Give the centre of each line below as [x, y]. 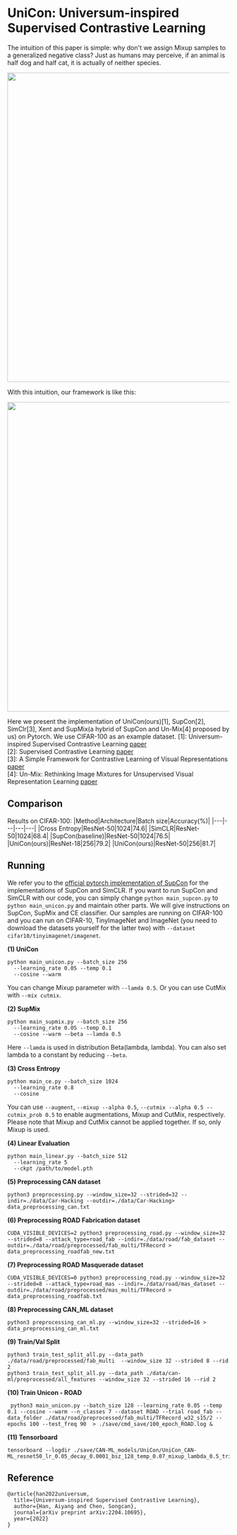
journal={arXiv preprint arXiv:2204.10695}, [80, 1513]
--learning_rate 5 [41, 1162]
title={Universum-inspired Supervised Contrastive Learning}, [107, 1500]
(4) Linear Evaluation [39, 1143]
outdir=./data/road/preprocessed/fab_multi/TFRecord [86, 1245]
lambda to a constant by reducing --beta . [67, 1055]
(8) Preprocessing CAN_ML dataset [60, 1309]
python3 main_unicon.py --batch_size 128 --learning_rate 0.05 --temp [116, 1406]
